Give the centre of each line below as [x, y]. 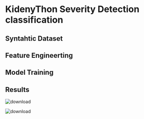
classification [34, 20]
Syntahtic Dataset [34, 38]
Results [17, 90]
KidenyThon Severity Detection [72, 9]
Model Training [29, 73]
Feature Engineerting [39, 55]
